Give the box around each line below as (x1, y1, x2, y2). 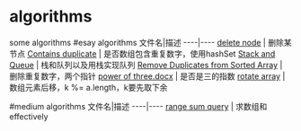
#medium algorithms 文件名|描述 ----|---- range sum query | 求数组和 (9, 100, 268, 111)
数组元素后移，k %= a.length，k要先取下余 (9, 82, 168, 92)
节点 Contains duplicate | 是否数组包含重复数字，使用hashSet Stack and (9, 48, 276, 59)
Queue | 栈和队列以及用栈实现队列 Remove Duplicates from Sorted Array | (9, 59, 283, 70)
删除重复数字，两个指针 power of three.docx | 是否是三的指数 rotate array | (9, 70, 286, 82)
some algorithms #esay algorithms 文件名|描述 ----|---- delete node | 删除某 (9, 37, 292, 48)
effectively (9, 110, 49, 122)
